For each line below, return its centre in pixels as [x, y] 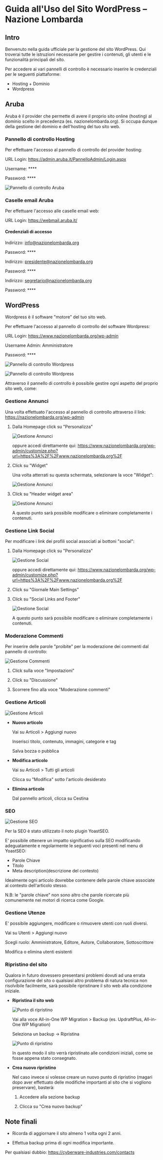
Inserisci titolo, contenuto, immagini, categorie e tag [64, 741]
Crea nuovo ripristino [34, 1068]
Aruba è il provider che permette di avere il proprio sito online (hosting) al [79, 116]
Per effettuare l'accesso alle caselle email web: [52, 211]
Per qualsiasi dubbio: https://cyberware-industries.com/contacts [70, 1152]
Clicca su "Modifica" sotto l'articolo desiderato [59, 779]
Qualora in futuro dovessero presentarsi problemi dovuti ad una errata [75, 975]
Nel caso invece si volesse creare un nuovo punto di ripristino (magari [82, 1077]
